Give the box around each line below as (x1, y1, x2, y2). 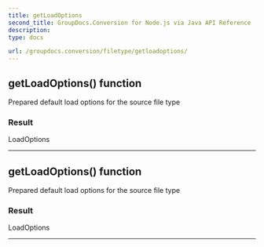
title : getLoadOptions (8, 11, 82, 20)
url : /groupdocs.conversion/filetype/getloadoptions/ (8, 48, 189, 56)
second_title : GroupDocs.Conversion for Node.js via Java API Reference (8, 19, 251, 27)
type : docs (8, 33, 44, 42)
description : (8, 26, 51, 34)
